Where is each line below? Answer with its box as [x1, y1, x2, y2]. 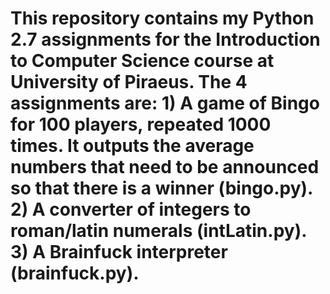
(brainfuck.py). [10, 262, 140, 285]
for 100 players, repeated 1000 [10, 113, 272, 136]
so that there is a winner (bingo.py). [10, 177, 313, 200]
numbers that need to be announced [10, 156, 320, 179]
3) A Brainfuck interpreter [10, 241, 228, 264]
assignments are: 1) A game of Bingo [10, 92, 320, 115]
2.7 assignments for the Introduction [10, 28, 321, 51]
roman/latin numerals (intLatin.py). [10, 220, 307, 242]
